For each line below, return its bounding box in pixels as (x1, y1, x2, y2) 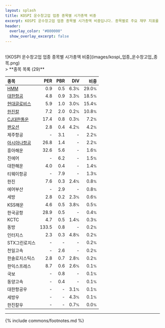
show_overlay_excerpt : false (9, 34, 69, 39)
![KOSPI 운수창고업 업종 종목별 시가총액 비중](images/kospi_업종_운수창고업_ (5, 54, 154, 60)
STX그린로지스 (7, 239, 36, 246)
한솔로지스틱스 (7, 255, 35, 261)
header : (5, 24, 21, 29)
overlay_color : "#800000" (9, 29, 63, 34)
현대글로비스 (7, 101, 31, 107)
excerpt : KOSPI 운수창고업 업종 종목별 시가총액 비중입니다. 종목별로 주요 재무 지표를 (5, 18, 159, 23)
